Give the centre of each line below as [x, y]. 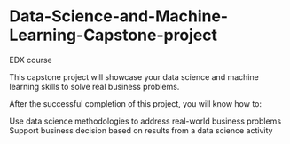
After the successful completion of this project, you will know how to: [136, 103]
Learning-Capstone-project [114, 35]
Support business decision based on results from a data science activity [141, 130]
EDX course [31, 60]
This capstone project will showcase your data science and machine [134, 76]
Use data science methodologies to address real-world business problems [145, 121]
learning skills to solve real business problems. [94, 86]
